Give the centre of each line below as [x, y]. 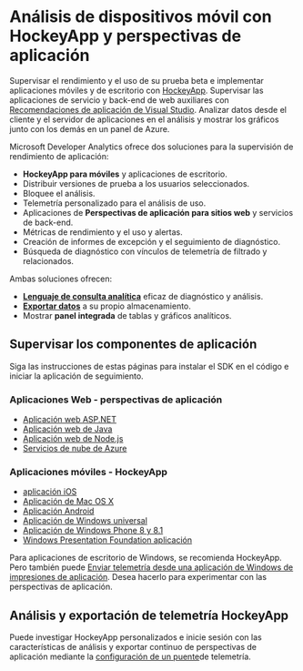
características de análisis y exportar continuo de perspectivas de [133, 647]
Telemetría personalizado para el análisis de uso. [114, 203]
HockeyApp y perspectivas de [126, 36]
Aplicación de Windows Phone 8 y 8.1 [93, 531]
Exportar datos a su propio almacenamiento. [106, 306]
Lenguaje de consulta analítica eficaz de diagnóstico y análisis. [143, 296]
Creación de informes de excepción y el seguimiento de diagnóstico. [151, 241]
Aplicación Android [58, 511]
